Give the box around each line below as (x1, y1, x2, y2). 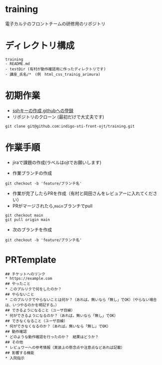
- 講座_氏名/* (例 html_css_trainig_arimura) (5, 71, 101, 77)
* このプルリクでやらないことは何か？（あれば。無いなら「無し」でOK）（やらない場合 (5, 297, 157, 302)
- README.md (5, 61, 30, 66)
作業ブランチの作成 (12, 170, 52, 176)
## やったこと (5, 281, 31, 286)
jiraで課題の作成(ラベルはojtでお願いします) (12, 159, 102, 165)
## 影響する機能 (5, 350, 34, 355)
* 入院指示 (5, 355, 25, 360)
